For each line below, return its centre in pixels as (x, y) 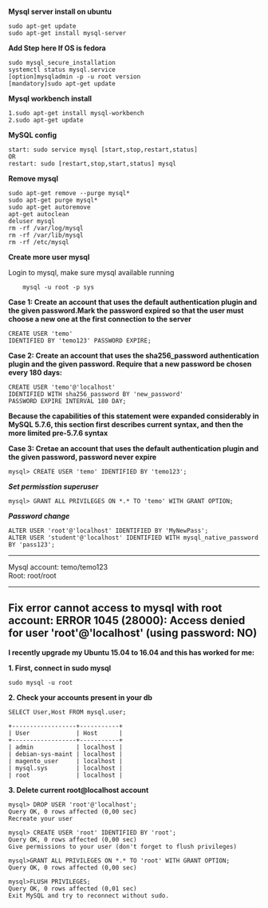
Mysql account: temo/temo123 (58, 567)
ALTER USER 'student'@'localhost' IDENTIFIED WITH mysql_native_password (134, 538)
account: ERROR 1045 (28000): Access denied (127, 620)
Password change (39, 516)
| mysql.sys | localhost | (66, 768)
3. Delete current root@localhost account (79, 790)
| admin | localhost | (66, 747)
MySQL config (33, 135)
